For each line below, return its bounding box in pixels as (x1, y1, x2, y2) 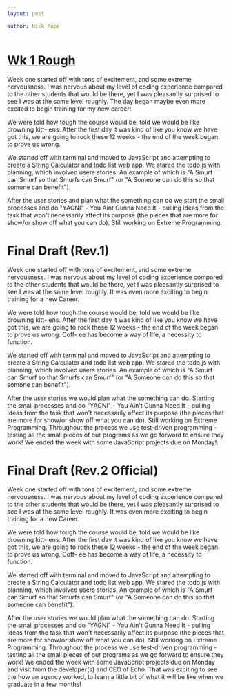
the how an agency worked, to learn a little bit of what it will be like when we (7, 673, 224, 681)
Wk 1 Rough (7, 53, 76, 68)
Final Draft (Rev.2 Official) (7, 462, 159, 478)
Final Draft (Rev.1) (7, 243, 110, 258)
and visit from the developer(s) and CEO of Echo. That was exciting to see (7, 665, 218, 674)
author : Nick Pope (7, 22, 60, 30)
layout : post (7, 10, 45, 17)
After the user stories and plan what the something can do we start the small (7, 197, 225, 205)
